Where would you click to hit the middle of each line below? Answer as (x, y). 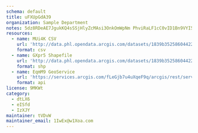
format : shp (31, 66)
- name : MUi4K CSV (34, 39)
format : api (31, 83)
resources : (19, 34)
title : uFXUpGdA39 (29, 17)
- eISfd (21, 104)
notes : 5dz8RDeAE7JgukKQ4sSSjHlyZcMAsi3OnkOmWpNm (68, 28)
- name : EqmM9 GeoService (43, 72)
